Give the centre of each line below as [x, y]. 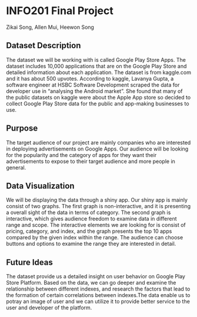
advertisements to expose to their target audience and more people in [91, 161]
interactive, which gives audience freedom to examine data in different [92, 219]
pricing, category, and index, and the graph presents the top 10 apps [89, 231]
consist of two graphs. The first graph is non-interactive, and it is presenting [98, 206]
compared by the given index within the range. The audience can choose [95, 238]
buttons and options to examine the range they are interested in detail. [91, 244]
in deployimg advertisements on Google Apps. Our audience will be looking [97, 149]
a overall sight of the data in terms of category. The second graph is [89, 212]
